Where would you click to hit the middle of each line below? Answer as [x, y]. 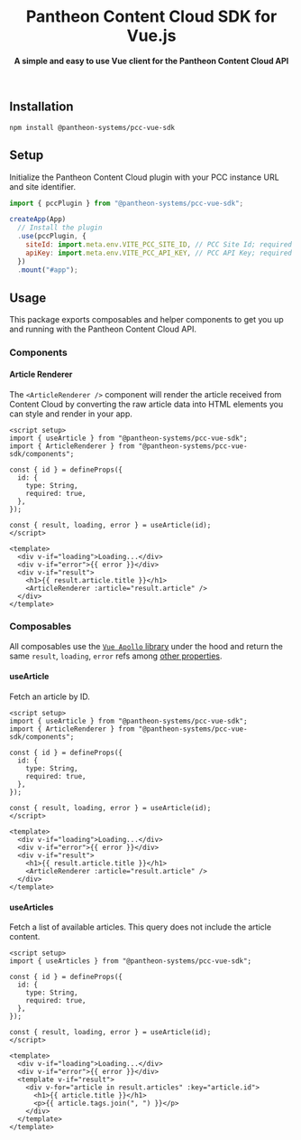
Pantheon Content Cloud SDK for [151, 17]
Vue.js [151, 36]
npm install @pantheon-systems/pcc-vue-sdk [92, 127]
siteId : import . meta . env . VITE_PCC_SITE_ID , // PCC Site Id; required [159, 245]
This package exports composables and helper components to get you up [146, 320]
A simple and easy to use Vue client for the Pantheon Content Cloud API [151, 61]
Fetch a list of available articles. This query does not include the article [141, 927]
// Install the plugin [60, 228]
